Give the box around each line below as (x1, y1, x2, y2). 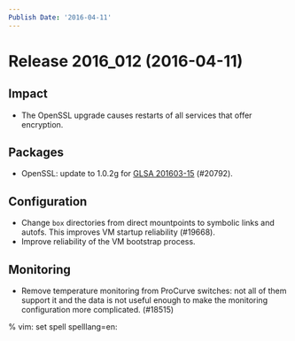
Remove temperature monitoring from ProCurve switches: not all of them (20, 285, 287, 297)
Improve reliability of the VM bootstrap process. (20, 236, 196, 247)
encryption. (20, 119, 64, 129)
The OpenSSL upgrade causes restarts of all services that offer (20, 110, 252, 120)
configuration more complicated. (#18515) (20, 305, 175, 315)
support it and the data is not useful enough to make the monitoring (20, 295, 268, 306)
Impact (8, 86, 48, 102)
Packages (8, 145, 64, 160)
